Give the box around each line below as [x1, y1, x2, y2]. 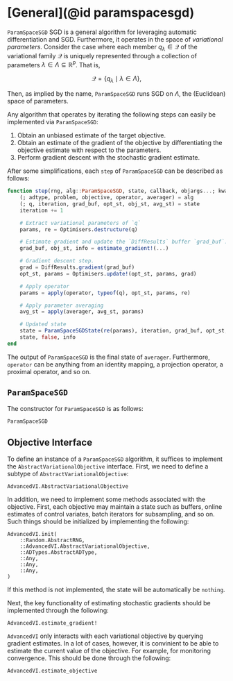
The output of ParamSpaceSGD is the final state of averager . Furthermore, [7, 353, 210, 361]
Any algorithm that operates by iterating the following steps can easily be [7, 110, 216, 119]
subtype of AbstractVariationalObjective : [7, 470, 129, 478]
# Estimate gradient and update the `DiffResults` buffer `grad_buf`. [19, 238, 228, 246]
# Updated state [19, 321, 67, 328]
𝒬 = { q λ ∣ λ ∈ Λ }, [91, 74, 142, 85]
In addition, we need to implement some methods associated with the [7, 495, 206, 504]
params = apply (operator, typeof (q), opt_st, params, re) [19, 289, 191, 296]
